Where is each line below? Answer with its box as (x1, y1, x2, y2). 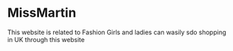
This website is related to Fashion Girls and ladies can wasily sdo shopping (7, 28, 227, 36)
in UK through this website (7, 35, 85, 43)
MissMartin (7, 5, 77, 21)
